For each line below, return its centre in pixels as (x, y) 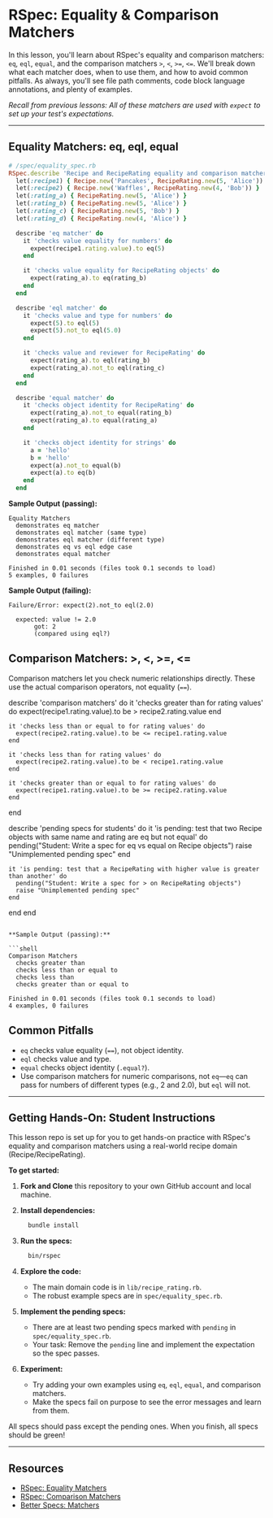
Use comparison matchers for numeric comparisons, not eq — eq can (134, 1076)
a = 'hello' (50, 450)
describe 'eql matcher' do (61, 308)
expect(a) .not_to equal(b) (76, 465)
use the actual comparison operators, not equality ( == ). (100, 687)
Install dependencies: (58, 1211)
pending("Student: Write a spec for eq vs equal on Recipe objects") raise (130, 845)
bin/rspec (44, 1256)
